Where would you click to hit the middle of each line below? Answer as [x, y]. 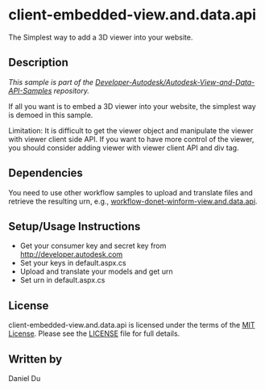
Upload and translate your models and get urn [96, 271]
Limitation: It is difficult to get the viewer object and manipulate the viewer [131, 130]
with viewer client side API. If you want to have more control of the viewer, [131, 139]
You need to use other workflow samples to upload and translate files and [131, 192]
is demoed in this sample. [51, 115]
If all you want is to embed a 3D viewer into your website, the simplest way [132, 106]
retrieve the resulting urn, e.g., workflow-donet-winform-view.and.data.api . [133, 201]
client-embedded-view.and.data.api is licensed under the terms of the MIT [132, 325]
